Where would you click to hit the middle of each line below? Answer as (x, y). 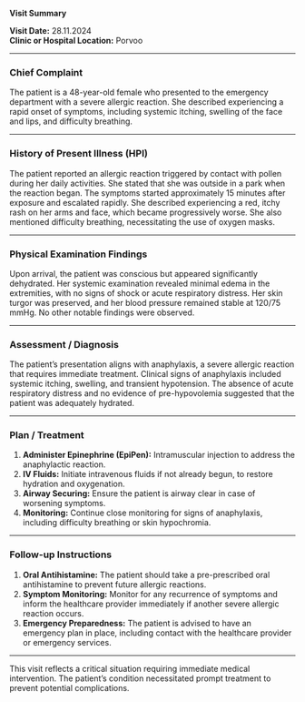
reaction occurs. (53, 613)
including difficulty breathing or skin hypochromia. (117, 523)
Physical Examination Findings (79, 254)
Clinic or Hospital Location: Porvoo (76, 41)
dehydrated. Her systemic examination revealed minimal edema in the (140, 283)
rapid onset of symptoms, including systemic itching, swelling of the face (146, 112)
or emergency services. (67, 642)
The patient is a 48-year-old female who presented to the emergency (139, 92)
